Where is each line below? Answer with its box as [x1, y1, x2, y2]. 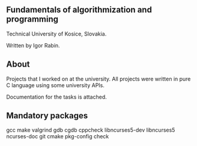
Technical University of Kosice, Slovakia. [6, 30, 107, 37]
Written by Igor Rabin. [6, 41, 60, 49]
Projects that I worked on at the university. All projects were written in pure [6, 75, 191, 82]
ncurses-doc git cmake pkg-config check [6, 133, 109, 140]
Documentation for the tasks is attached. [6, 93, 107, 100]
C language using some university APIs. [6, 81, 105, 89]
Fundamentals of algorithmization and [6, 5, 152, 15]
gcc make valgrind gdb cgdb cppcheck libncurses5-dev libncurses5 [6, 126, 175, 134]
